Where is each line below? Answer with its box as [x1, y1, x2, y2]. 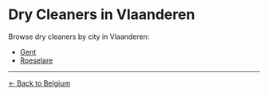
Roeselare [19, 56, 53, 65]
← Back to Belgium [8, 78, 70, 88]
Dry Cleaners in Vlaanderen [8, 6, 195, 24]
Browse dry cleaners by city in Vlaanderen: [8, 32, 150, 41]
